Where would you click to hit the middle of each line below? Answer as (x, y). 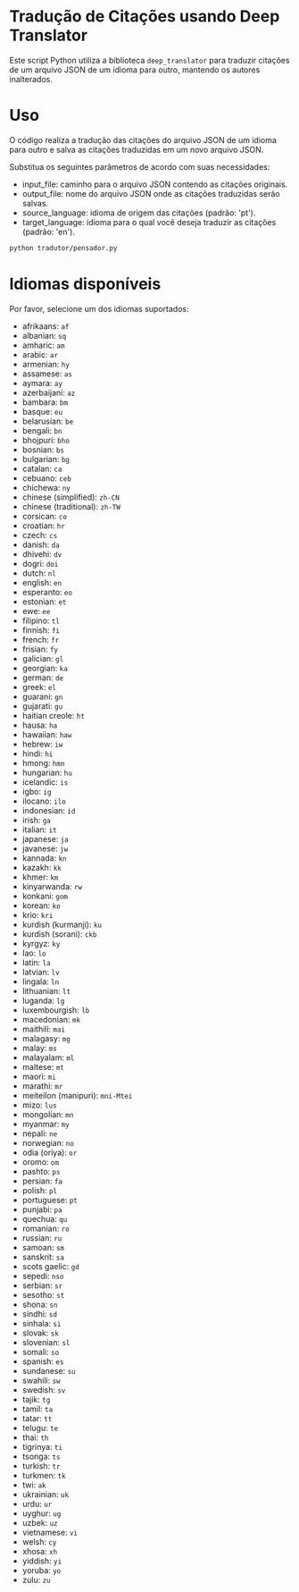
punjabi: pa (42, 1209)
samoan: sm (43, 1247)
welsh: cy (39, 1541)
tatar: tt (37, 1418)
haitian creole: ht (53, 715)
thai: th (35, 1437)
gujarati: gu (42, 706)
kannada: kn (44, 858)
